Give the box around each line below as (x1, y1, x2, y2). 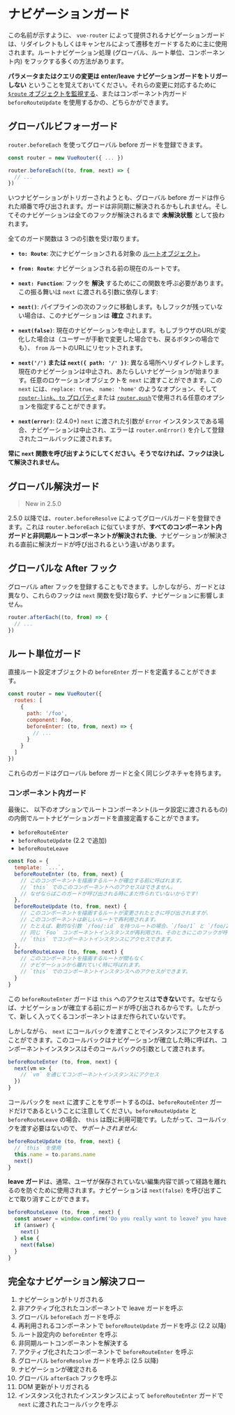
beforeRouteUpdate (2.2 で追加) (17, 836, 107, 845)
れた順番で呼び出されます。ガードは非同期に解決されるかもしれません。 (8, 202, 215, 210)
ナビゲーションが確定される (17, 1365, 98, 1374)
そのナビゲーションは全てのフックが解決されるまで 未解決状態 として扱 (13, 211, 219, 219)
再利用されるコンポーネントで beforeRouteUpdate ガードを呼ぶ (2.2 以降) (17, 1321, 227, 1330)
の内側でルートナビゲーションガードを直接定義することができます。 (8, 814, 203, 822)
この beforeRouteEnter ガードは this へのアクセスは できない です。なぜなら (8, 994, 223, 1003)
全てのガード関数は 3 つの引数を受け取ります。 (8, 235, 144, 243)
